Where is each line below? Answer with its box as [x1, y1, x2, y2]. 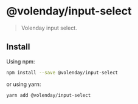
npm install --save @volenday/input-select [6, 70, 119, 76]
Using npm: [6, 57, 35, 65]
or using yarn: [6, 80, 41, 88]
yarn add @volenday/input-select [6, 92, 91, 98]
